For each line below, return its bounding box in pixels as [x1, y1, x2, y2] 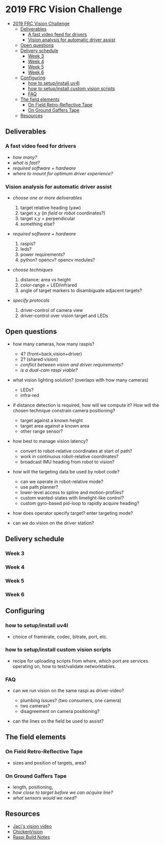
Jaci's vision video [12, 823, 52, 829]
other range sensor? [20, 428, 63, 434]
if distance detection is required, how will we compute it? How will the [12, 402, 159, 408]
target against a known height [20, 417, 83, 424]
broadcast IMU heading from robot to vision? [20, 459, 115, 465]
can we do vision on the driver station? [12, 520, 94, 526]
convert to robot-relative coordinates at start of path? [20, 447, 132, 454]
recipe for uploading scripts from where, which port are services [12, 657, 149, 664]
